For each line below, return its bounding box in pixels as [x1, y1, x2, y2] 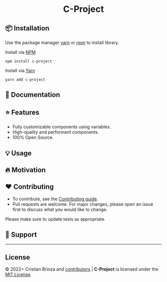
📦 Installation [5, 24, 50, 32]
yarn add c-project [5, 77, 46, 82]
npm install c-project [5, 59, 52, 64]
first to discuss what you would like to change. [12, 206, 108, 212]
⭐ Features [5, 108, 40, 116]
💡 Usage [5, 149, 32, 157]
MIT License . [5, 272, 32, 278]
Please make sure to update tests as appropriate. [5, 216, 106, 222]
